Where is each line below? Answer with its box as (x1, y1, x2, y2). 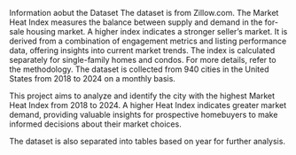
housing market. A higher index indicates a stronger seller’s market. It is (26, 27, 288, 36)
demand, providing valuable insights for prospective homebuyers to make (9, 110, 278, 120)
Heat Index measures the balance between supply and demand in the (9, 17, 263, 27)
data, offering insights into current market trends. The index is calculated (9, 45, 276, 56)
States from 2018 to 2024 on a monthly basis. (9, 74, 175, 83)
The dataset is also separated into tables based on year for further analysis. (9, 136, 286, 146)
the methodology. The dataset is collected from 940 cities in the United (9, 64, 269, 74)
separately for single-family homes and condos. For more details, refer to (9, 55, 277, 65)
